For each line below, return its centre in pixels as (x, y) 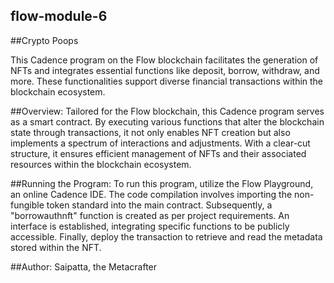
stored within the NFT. (56, 247)
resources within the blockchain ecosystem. (101, 164)
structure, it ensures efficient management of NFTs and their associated (158, 153)
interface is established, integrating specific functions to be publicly (150, 226)
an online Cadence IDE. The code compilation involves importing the (151, 194)
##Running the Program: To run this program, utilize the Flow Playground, (162, 183)
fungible (27, 205)
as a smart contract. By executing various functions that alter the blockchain (167, 121)
